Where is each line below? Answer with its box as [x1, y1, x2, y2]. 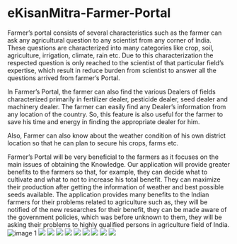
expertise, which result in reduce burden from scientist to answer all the [7, 66, 217, 74]
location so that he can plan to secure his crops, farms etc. [7, 138, 179, 147]
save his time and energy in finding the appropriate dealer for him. [7, 117, 200, 126]
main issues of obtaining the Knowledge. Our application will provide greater [7, 160, 231, 168]
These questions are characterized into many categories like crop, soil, [7, 43, 214, 52]
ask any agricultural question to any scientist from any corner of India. [7, 35, 212, 44]
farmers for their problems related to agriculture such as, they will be [7, 197, 208, 206]
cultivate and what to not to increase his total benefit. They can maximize [7, 175, 221, 184]
